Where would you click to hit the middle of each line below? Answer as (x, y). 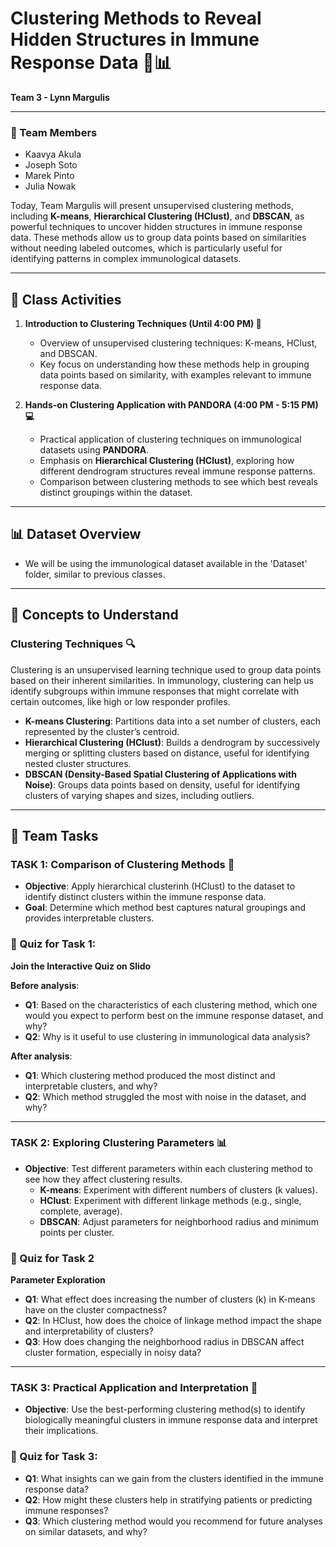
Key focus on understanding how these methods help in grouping (174, 364)
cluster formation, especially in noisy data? (113, 1353)
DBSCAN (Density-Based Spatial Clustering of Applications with (160, 774)
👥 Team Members (54, 132)
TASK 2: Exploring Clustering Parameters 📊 (119, 1143)
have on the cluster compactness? (96, 1310)
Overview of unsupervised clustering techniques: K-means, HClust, (178, 343)
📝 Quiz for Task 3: (54, 1457)
